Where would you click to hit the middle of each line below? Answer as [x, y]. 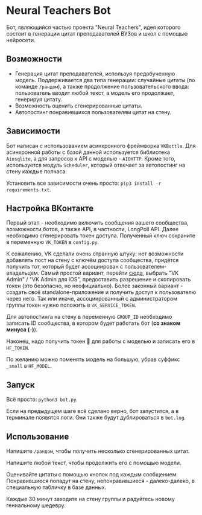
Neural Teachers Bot [58, 11]
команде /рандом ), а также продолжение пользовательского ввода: [102, 86]
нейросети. [21, 40]
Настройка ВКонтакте [50, 208]
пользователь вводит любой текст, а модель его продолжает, [95, 93]
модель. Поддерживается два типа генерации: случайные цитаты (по [105, 80]
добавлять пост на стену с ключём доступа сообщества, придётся [93, 260]
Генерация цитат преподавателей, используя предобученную [95, 74]
